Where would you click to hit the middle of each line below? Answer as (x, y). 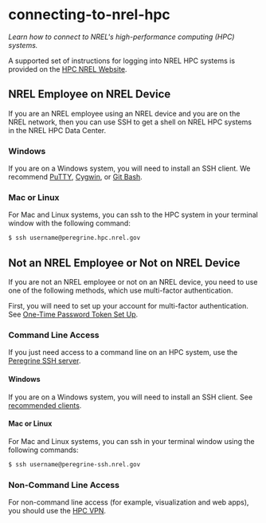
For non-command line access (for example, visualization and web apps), (129, 502)
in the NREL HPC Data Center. (57, 130)
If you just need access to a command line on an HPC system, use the (123, 352)
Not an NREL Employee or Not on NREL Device (124, 263)
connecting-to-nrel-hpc (90, 15)
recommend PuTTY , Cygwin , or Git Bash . (76, 177)
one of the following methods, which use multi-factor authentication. (121, 291)
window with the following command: (70, 223)
